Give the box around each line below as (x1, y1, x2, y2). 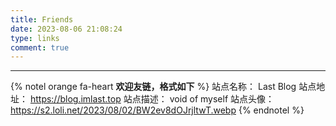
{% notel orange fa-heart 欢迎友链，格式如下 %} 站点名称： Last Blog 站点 (10, 81, 317, 93)
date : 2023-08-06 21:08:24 (10, 24, 123, 34)
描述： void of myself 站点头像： (140, 93, 275, 105)
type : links (10, 33, 60, 43)
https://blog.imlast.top (29, 93, 122, 105)
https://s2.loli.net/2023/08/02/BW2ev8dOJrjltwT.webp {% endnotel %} (10, 104, 305, 116)
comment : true (10, 42, 70, 53)
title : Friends (10, 14, 74, 25)
